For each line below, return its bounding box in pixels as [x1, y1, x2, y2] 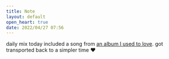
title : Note [6, 8, 35, 14]
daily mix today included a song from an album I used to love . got [6, 40, 163, 47]
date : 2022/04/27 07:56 [6, 24, 64, 31]
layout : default [6, 14, 46, 20]
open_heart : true [6, 19, 49, 25]
